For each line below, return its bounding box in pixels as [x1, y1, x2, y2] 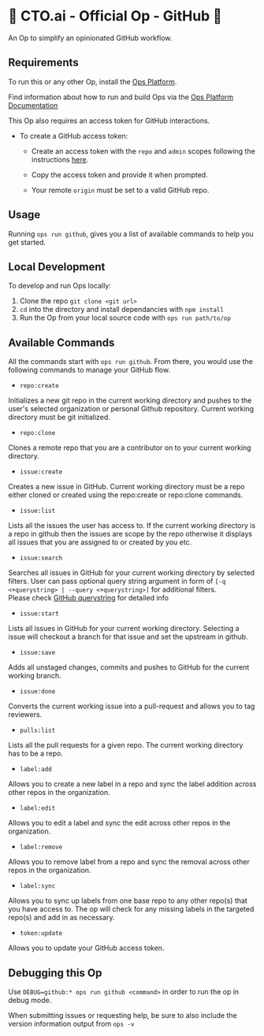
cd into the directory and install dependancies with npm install [19, 305, 225, 314]
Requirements [8, 56, 79, 69]
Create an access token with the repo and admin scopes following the [31, 146, 256, 156]
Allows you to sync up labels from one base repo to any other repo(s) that [8, 896, 248, 905]
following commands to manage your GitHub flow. [8, 366, 171, 375]
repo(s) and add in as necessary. [8, 913, 116, 923]
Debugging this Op [8, 966, 102, 979]
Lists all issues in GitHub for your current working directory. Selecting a [8, 624, 240, 633]
